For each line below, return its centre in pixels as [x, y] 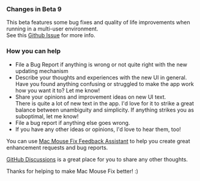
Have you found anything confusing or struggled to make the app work [105, 83]
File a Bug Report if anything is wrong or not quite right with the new [101, 64]
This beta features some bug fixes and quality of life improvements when [98, 23]
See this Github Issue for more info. [51, 35]
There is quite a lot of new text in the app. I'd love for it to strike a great [105, 103]
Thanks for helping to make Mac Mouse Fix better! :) [72, 171]
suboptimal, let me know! [47, 116]
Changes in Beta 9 [34, 9]
